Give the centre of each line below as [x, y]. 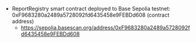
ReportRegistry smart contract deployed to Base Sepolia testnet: [91, 9]
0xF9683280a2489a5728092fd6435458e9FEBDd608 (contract [91, 15]
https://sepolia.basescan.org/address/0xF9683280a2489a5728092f [105, 27]
